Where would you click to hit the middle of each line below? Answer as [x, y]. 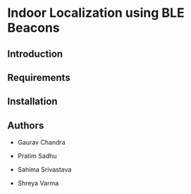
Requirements [39, 78]
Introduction [35, 54]
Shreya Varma [38, 183]
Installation [32, 102]
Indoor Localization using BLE [96, 13]
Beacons [33, 28]
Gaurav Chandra [41, 143]
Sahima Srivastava [44, 169]
